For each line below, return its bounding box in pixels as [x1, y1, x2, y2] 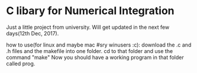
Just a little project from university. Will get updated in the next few [6, 24, 170, 31]
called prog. [6, 60, 35, 67]
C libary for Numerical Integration [6, 4, 175, 18]
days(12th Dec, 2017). [6, 29, 59, 36]
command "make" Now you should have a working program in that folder [6, 54, 185, 61]
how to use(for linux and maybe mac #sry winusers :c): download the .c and [6, 41, 192, 48]
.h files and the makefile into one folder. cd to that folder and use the [6, 47, 173, 54]
